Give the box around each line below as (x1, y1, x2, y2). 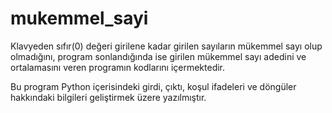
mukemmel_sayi (10, 7, 149, 30)
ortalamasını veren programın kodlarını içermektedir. (10, 61, 226, 73)
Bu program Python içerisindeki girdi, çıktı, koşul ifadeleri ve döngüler (10, 80, 297, 92)
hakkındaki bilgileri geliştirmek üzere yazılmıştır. (10, 91, 207, 103)
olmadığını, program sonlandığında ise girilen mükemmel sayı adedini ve (10, 50, 307, 62)
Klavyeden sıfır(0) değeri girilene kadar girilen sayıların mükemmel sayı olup (10, 40, 323, 52)
